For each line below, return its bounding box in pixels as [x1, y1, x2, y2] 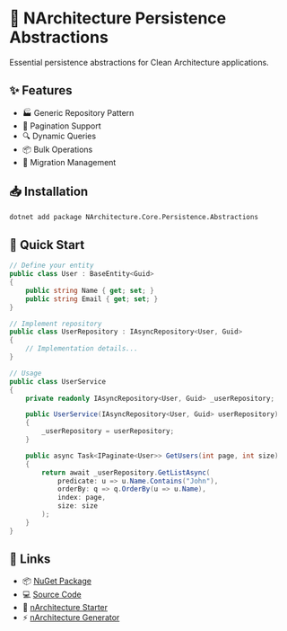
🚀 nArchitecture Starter [22, 602, 109, 613]
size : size [57, 502, 99, 511]
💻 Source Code [22, 589, 83, 600]
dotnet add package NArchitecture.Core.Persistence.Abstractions [9, 212, 258, 221]
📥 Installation [9, 184, 89, 200]
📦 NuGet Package [22, 575, 92, 587]
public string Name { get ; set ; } [25, 286, 154, 295]
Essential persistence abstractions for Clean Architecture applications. [9, 57, 269, 67]
